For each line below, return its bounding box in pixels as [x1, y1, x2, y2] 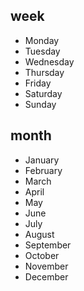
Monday [24, 34, 60, 46]
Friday [24, 77, 52, 89]
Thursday [24, 66, 65, 78]
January [24, 154, 60, 166]
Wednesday [24, 55, 75, 68]
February [24, 164, 63, 176]
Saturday [24, 87, 63, 99]
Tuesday [24, 45, 61, 57]
